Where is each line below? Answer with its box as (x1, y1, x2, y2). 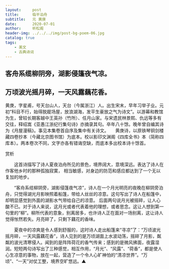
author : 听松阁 (5, 26, 44, 31)
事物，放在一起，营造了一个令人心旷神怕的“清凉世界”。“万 (27, 252, 148, 258)
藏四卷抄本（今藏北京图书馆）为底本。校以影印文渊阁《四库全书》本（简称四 (5, 134, 164, 140)
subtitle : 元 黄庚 (5, 17, 46, 22)
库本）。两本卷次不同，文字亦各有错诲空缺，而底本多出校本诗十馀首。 (5, 140, 148, 146)
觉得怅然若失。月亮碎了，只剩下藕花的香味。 (5, 216, 98, 222)
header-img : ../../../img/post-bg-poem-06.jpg (5, 31, 105, 36)
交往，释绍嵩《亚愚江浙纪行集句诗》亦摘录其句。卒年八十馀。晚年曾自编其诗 (5, 121, 164, 127)
